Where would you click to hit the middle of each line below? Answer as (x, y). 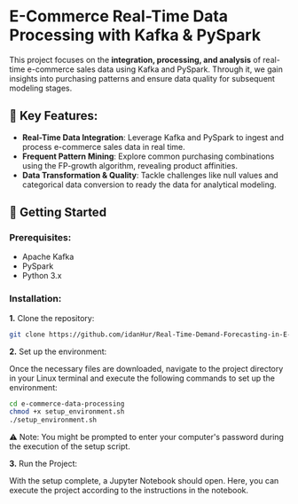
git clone (27, 335)
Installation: (35, 299)
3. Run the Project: (43, 464)
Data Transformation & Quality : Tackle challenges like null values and (150, 175)
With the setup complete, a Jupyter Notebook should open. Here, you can (144, 481)
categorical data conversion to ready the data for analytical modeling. (149, 185)
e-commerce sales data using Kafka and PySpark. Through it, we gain (155, 69)
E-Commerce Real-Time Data (119, 16)
